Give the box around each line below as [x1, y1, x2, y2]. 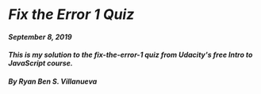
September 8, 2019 [8, 32, 73, 41]
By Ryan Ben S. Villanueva [8, 77, 98, 86]
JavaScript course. [8, 58, 74, 68]
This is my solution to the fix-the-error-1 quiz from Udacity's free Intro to [8, 50, 253, 60]
